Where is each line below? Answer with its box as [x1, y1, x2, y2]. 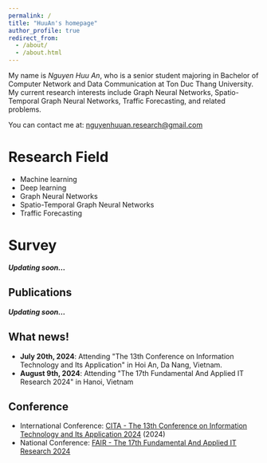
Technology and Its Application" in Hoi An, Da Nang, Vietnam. [19, 360, 223, 370]
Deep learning [19, 183, 67, 192]
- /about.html [15, 49, 62, 57]
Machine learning [19, 174, 77, 184]
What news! [8, 330, 69, 344]
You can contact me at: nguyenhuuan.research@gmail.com [8, 121, 203, 129]
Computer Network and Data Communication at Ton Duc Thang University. [8, 79, 253, 89]
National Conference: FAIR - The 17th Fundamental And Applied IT [19, 438, 237, 448]
